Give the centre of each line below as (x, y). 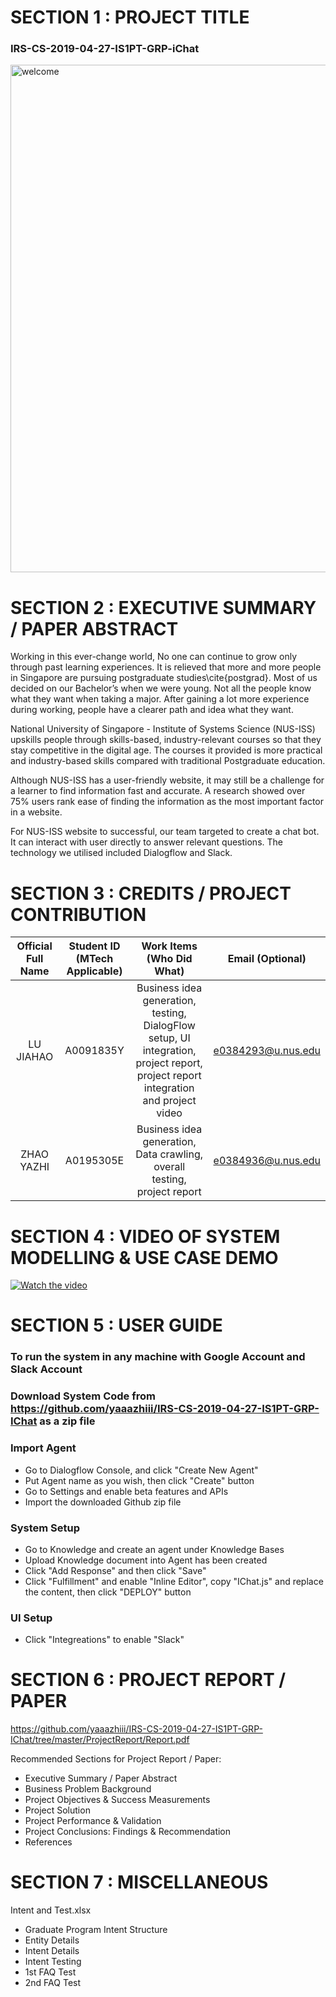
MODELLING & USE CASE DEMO (144, 1257)
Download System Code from (83, 1396)
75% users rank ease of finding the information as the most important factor (167, 802)
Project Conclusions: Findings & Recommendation (128, 1832)
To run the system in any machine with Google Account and (158, 1357)
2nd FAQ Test (53, 1983)
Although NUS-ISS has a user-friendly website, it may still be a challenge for (167, 780)
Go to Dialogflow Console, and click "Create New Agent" (141, 1470)
